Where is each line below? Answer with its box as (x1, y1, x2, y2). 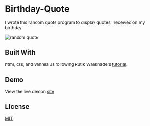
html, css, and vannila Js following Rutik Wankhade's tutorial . (5, 61, 128, 67)
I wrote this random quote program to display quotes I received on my (5, 20, 145, 25)
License (5, 103, 30, 111)
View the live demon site (5, 88, 55, 94)
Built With (5, 48, 36, 57)
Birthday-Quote (5, 3, 70, 15)
